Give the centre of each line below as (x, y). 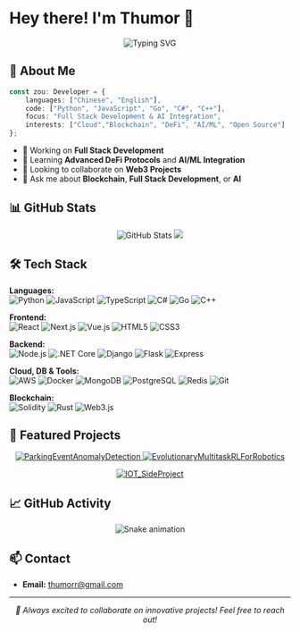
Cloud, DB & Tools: (44, 371)
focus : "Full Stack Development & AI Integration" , (123, 117)
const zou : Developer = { (57, 92)
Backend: (27, 344)
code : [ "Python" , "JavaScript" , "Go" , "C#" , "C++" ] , (125, 108)
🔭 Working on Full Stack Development (93, 150)
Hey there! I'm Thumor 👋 (102, 18)
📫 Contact (40, 558)
